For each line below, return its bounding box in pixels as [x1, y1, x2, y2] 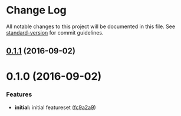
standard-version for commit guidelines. [6, 29, 104, 36]
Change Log [6, 4, 67, 17]
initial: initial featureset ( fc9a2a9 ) [14, 104, 96, 111]
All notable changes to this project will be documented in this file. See [6, 23, 176, 30]
